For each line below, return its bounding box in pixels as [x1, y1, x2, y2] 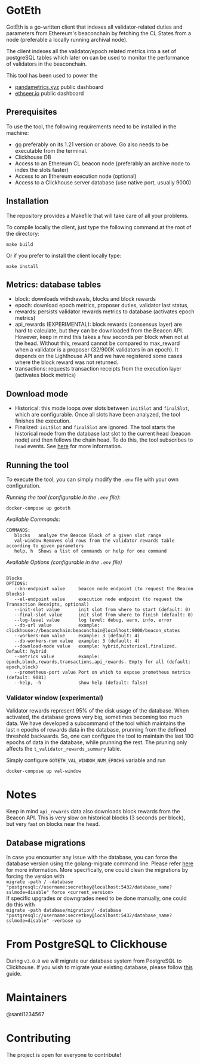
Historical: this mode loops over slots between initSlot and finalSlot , [14, 405, 190, 412]
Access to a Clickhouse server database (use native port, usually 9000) [14, 178, 192, 186]
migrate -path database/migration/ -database [6, 908, 121, 914]
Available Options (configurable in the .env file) [6, 559, 122, 566]
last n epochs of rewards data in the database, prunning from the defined [6, 726, 187, 733]
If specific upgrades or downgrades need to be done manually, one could [6, 895, 187, 902]
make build [6, 241, 33, 248]
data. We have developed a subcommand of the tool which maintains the [6, 720, 186, 727]
